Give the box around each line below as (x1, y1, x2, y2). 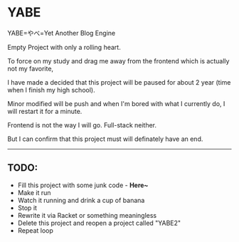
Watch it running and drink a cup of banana (17, 196, 145, 204)
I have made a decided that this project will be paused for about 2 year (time (7, 78, 231, 86)
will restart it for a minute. (7, 107, 83, 115)
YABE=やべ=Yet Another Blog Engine (7, 28, 116, 37)
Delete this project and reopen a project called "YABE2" (17, 219, 181, 227)
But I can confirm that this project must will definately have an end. (7, 135, 203, 143)
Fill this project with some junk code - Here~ (17, 181, 149, 189)
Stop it (17, 204, 38, 212)
